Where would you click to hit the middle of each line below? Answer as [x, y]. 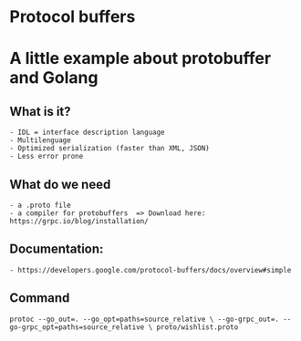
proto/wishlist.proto [197, 327]
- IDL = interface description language [88, 133]
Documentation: [57, 249]
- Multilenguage [40, 140]
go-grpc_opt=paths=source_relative [77, 327]
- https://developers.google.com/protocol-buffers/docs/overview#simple [150, 270]
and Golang [54, 78]
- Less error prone [47, 157]
